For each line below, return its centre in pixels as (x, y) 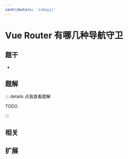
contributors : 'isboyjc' (31, 10)
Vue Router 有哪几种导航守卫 (64, 35)
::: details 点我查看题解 (28, 97)
